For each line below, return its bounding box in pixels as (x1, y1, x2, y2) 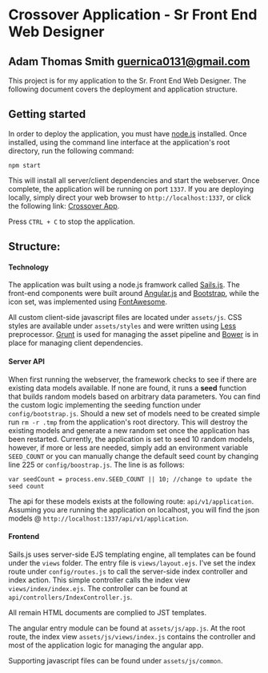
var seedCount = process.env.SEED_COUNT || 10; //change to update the (8, 475, 252, 483)
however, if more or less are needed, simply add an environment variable (8, 443, 249, 452)
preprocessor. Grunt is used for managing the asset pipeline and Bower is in (8, 330, 258, 339)
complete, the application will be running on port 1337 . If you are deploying (8, 184, 254, 193)
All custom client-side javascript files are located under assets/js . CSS (8, 313, 242, 322)
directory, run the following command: (8, 146, 134, 156)
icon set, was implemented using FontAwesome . (8, 297, 168, 306)
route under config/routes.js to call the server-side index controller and (8, 566, 248, 576)
